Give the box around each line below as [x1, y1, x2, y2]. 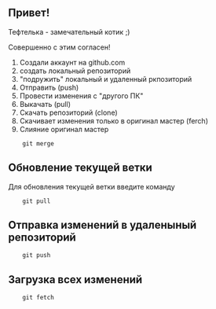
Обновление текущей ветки [8, 161, 153, 175]
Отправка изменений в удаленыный [8, 219, 197, 232]
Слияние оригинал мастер [19, 124, 109, 134]
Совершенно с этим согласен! [8, 42, 112, 52]
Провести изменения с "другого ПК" [19, 90, 144, 101]
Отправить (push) [19, 83, 79, 92]
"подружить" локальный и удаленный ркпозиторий [19, 74, 192, 83]
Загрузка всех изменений [8, 273, 143, 286]
